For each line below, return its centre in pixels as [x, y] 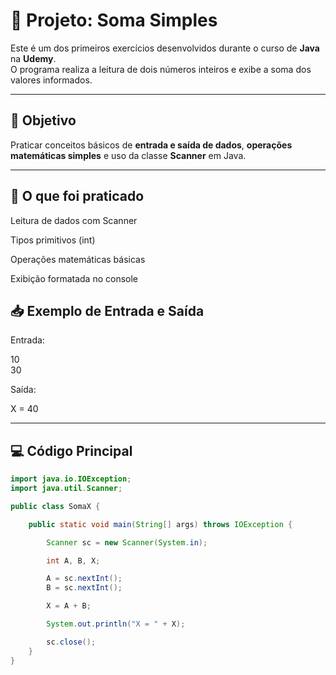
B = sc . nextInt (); [84, 588]
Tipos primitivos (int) [53, 240]
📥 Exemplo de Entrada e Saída [107, 310]
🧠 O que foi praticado [77, 196]
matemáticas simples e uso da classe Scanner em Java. [128, 155]
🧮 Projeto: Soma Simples [114, 20]
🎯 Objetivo [43, 120]
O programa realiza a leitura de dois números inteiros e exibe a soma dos [161, 69]
